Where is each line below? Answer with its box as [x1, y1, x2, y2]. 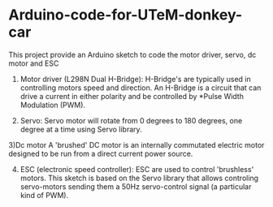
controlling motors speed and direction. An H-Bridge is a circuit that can [19, 83, 262, 93]
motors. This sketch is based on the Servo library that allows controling [19, 173, 258, 183]
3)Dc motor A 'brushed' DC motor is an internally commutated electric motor [8, 140, 265, 149]
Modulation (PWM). [19, 100, 86, 110]
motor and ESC [8, 58, 59, 68]
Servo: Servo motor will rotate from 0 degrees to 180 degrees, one [19, 115, 243, 125]
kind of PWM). [19, 190, 69, 200]
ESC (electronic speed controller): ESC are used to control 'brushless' [19, 164, 254, 174]
